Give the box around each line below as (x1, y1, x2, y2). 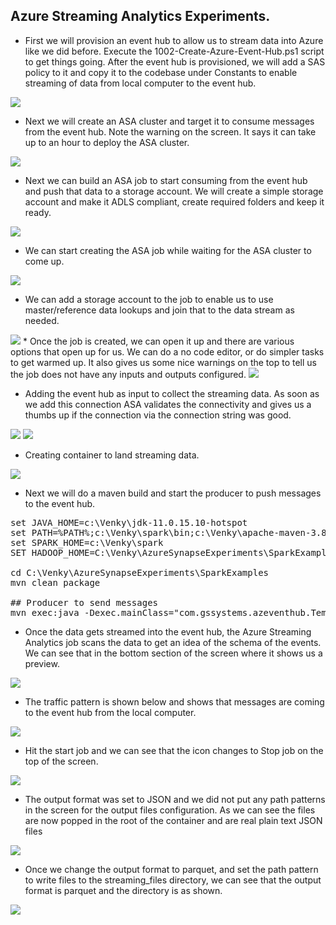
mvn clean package (10, 577, 101, 588)
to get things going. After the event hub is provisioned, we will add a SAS (24, 55, 326, 68)
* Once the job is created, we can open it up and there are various (22, 335, 295, 347)
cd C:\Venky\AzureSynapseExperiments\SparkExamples (10, 567, 270, 578)
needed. (24, 314, 60, 326)
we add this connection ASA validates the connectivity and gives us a (24, 398, 312, 410)
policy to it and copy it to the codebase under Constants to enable (24, 66, 298, 78)
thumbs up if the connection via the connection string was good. (24, 409, 292, 421)
